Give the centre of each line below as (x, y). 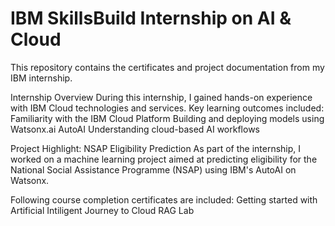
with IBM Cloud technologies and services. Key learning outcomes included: (167, 108)
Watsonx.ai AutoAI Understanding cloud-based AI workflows (135, 129)
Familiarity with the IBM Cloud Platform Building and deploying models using (167, 118)
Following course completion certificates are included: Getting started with (164, 199)
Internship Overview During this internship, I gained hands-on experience (161, 97)
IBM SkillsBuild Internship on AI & (151, 18)
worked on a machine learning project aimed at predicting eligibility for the (164, 159)
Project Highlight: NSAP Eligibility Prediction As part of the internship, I (156, 148)
